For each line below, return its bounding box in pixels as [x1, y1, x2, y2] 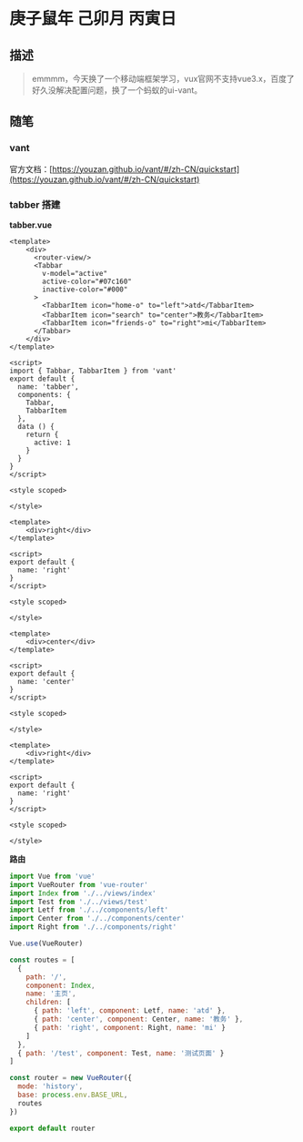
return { [25, 430, 59, 439]
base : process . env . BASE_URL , [17, 1090, 128, 1100]
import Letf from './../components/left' [9, 905, 169, 915]
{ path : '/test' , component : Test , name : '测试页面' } [17, 1048, 225, 1057]
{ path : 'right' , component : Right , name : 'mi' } [33, 1023, 226, 1032]
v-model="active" [42, 269, 107, 278]
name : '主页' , [25, 989, 76, 998]
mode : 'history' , [17, 1082, 84, 1091]
